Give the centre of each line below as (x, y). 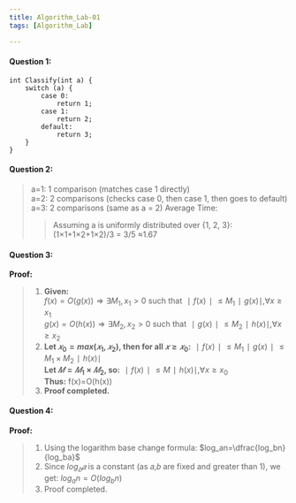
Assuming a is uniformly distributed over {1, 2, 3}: (142, 225)
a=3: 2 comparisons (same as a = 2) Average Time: (124, 208)
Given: (56, 292)
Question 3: (31, 255)
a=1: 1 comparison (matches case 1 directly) (110, 189)
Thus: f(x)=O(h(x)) (78, 381)
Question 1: (30, 62)
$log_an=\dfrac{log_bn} (243, 447)
